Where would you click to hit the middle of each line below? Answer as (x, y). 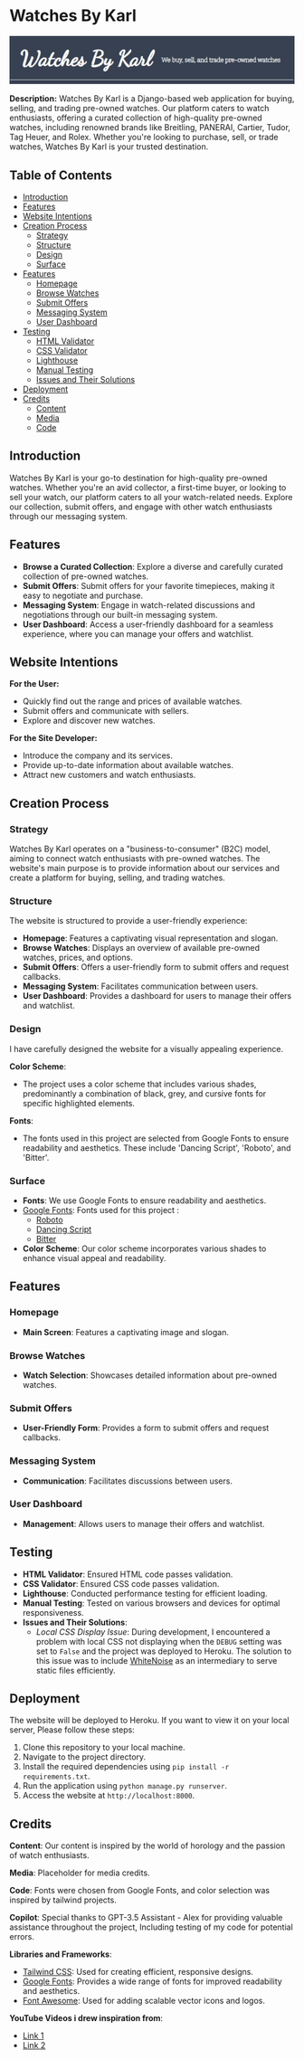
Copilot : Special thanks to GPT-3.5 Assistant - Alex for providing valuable (146, 1918)
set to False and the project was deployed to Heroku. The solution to (164, 1651)
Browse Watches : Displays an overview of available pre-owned (141, 948)
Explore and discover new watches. (89, 721)
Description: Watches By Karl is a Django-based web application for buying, (152, 99)
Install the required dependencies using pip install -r (126, 1767)
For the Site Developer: (53, 738)
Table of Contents (61, 175)
